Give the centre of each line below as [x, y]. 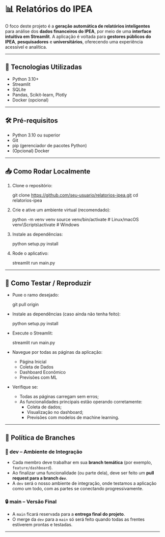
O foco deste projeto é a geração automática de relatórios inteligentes [78, 26]
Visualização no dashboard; [55, 412]
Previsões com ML [38, 377]
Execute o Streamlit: [32, 333]
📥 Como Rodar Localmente [48, 171]
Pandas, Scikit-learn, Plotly [40, 95]
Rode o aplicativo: [30, 253]
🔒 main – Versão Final [31, 502]
